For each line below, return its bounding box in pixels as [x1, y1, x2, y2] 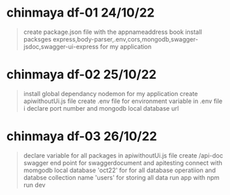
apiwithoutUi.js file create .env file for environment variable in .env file [23, 97, 223, 105]
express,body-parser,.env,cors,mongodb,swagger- [52, 35, 198, 43]
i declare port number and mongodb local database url [23, 104, 179, 112]
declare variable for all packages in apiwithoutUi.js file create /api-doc [23, 151, 224, 160]
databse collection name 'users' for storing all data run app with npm [23, 173, 220, 181]
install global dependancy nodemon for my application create [23, 89, 198, 98]
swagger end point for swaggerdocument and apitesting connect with [23, 158, 222, 167]
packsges [23, 35, 52, 43]
